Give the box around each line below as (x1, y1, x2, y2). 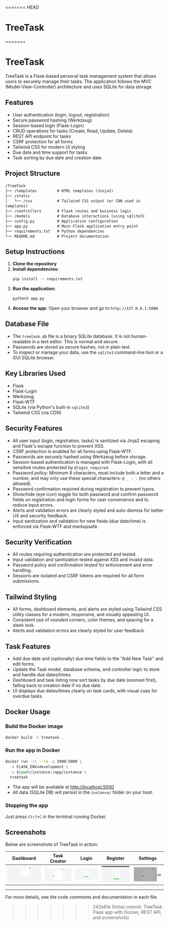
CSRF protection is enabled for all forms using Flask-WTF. (12, 448, 133, 454)
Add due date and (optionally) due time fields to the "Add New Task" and (12, 656, 163, 662)
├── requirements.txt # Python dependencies (5, 229, 105, 234)
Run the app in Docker (5, 747, 60, 754)
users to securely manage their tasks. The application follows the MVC (5, 78, 152, 84)
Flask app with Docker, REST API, (93, 909, 162, 915)
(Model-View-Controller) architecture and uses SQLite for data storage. (5, 83, 153, 90)
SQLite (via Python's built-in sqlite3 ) (12, 404, 90, 410)
